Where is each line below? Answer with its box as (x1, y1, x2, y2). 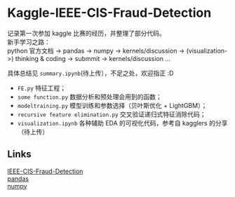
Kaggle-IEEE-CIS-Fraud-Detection (7, 5, 212, 21)
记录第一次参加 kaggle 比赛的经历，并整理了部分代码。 (7, 29, 166, 37)
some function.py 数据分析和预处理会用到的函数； (17, 93, 163, 101)
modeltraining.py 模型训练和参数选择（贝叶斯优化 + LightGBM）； (17, 101, 208, 109)
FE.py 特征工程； (17, 83, 67, 92)
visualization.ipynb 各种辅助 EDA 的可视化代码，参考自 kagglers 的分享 (17, 118, 228, 127)
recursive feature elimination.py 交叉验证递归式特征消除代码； (17, 110, 206, 118)
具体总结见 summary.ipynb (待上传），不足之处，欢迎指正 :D (7, 69, 174, 77)
